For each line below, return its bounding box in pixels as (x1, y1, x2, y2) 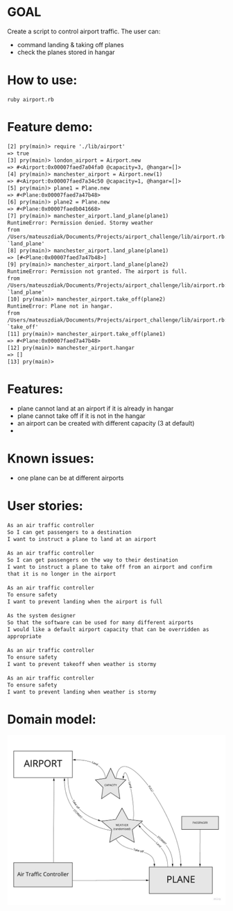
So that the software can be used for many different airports (7, 619, 194, 626)
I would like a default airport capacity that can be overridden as (7, 626, 209, 633)
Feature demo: (7, 119, 93, 135)
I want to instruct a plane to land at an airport (7, 535, 157, 542)
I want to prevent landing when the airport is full (7, 598, 163, 605)
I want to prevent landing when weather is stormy (7, 688, 157, 695)
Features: (7, 381, 64, 396)
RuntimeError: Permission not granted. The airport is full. (7, 268, 188, 275)
